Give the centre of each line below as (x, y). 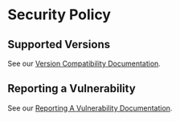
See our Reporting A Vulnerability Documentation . (90, 108)
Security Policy (59, 15)
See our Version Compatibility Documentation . (84, 63)
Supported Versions (59, 44)
